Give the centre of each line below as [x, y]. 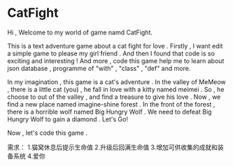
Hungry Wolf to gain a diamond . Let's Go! [68, 119]
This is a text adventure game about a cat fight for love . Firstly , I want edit [115, 46]
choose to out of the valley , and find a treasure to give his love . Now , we [114, 97]
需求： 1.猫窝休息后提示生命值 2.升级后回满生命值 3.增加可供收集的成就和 [113, 147]
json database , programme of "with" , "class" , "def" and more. [99, 68]
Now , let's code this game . [48, 133]
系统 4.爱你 [29, 156]
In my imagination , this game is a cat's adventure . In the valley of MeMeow [116, 81]
